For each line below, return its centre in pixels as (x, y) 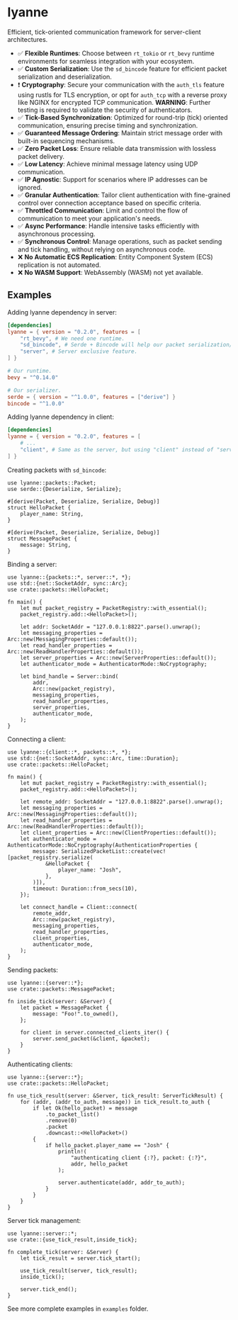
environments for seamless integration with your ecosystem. (106, 61)
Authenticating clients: (40, 1064)
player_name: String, (52, 514)
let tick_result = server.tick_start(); (80, 1258)
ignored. (30, 187)
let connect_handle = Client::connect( (79, 907)
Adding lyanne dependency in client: (61, 417)
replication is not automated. (59, 265)
